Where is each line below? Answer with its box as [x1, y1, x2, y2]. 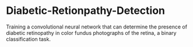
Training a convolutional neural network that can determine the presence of [6, 23, 188, 30]
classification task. [6, 35, 51, 42]
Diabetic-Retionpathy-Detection [6, 4, 165, 17]
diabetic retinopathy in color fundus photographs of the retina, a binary [6, 29, 177, 36]
